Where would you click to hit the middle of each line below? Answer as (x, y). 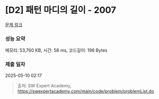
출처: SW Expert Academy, (44, 85)
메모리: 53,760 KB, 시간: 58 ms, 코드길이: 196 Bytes (56, 50)
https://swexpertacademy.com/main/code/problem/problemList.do (86, 91)
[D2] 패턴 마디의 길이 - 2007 (61, 10)
